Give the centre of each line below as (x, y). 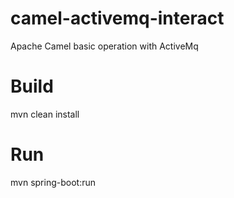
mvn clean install (45, 114)
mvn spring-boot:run (53, 182)
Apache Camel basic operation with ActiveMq (104, 46)
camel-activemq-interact (117, 18)
